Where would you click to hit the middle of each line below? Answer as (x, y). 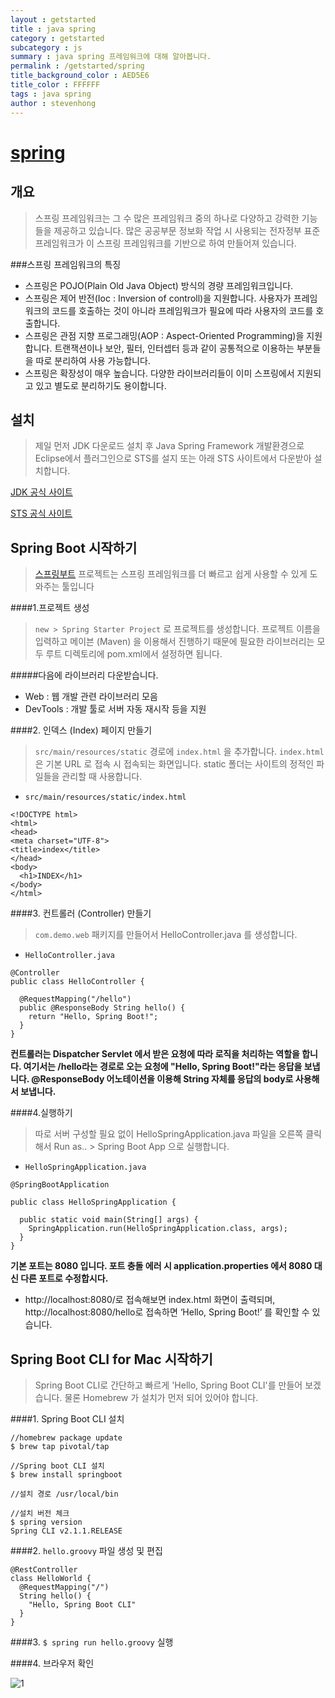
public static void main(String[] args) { (109, 1220)
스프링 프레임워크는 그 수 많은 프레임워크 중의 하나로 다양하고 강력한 (167, 218)
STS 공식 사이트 (41, 513)
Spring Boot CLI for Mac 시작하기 (111, 1359)
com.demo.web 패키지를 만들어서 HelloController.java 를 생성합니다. (166, 935)
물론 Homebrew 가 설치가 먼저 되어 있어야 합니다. (161, 1397)
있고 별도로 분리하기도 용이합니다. (101, 385)
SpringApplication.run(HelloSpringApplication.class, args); (158, 1229)
